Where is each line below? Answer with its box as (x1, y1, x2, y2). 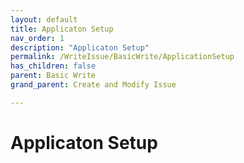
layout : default (10, 14, 78, 25)
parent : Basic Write (10, 71, 97, 81)
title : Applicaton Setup (10, 24, 114, 34)
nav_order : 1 (10, 33, 65, 43)
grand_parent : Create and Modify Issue (10, 80, 177, 90)
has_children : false (10, 61, 97, 71)
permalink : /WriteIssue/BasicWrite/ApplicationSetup (10, 52, 235, 62)
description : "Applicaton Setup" (10, 42, 150, 53)
